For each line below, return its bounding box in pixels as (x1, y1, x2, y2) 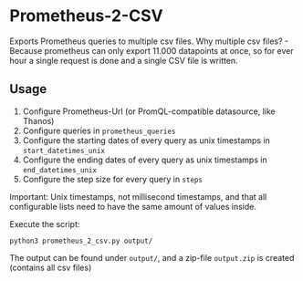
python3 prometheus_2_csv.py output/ (9, 236, 153, 245)
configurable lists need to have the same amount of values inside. (9, 201, 257, 212)
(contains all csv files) (9, 262, 92, 273)
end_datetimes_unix (22, 165, 98, 174)
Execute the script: (9, 218, 80, 229)
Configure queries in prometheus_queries (22, 125, 176, 136)
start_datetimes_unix (22, 146, 105, 155)
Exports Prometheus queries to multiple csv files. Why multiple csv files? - (9, 36, 289, 47)
